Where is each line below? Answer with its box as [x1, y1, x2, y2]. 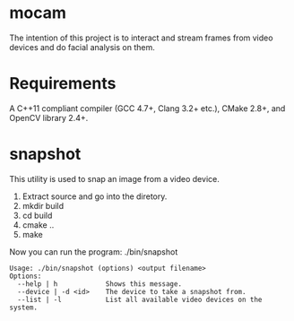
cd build [22, 210, 53, 221]
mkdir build [22, 200, 65, 211]
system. [9, 303, 39, 312]
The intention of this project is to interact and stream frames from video [9, 32, 273, 43]
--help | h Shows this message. [17, 279, 182, 289]
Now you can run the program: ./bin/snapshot [9, 246, 178, 257]
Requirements [9, 74, 117, 94]
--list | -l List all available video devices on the [17, 295, 263, 304]
